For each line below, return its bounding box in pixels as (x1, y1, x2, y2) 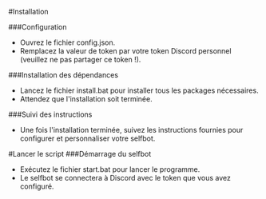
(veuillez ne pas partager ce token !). (19, 55, 141, 64)
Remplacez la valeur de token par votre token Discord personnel (19, 46, 232, 55)
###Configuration (8, 22, 67, 31)
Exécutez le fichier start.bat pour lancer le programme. (19, 165, 200, 174)
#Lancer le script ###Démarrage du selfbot (8, 149, 152, 158)
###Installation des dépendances (8, 70, 118, 79)
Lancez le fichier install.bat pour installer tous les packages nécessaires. (19, 86, 259, 95)
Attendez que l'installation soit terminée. (19, 94, 153, 103)
